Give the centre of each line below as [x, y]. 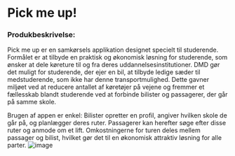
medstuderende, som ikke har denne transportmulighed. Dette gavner [108, 80]
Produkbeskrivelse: [41, 35]
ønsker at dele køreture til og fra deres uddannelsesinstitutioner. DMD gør [114, 65]
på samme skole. [32, 102]
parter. [17, 146]
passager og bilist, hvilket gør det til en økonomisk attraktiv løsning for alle [115, 138]
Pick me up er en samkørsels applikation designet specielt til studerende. [113, 50]
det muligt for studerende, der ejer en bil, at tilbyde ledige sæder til [104, 72]
